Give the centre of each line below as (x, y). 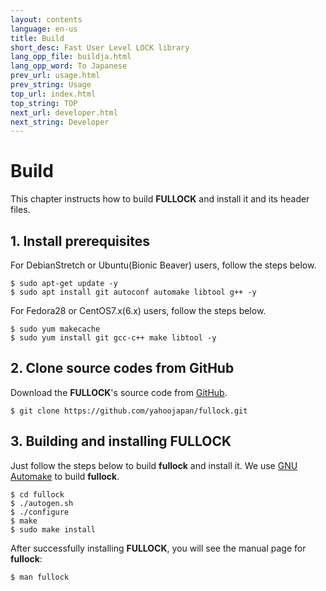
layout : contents (46, 19)
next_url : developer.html (64, 112)
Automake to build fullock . (65, 476)
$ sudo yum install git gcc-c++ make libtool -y (113, 338)
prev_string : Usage (51, 85)
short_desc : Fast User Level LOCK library (100, 47)
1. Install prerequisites (80, 241)
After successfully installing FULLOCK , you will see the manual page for (158, 548)
